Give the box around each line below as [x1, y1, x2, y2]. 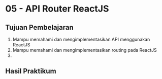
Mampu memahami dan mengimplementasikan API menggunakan [12, 36, 150, 42]
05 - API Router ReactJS [5, 3, 109, 15]
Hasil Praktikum [5, 67, 57, 75]
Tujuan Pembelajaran [5, 23, 74, 32]
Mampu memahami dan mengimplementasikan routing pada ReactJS [12, 47, 157, 53]
